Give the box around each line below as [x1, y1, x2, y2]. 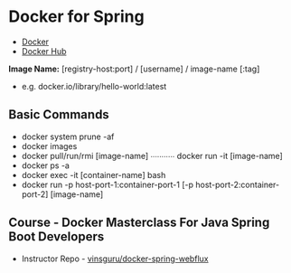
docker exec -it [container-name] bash [21, 169, 166, 180]
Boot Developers [8, 229, 105, 245]
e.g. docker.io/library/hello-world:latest [21, 80, 167, 91]
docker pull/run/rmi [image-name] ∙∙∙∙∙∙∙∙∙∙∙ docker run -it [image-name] [21, 150, 284, 161]
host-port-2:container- [194, 179, 280, 190]
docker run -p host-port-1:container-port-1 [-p [21, 179, 194, 190]
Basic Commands [8, 107, 109, 123]
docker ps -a [21, 160, 70, 171]
